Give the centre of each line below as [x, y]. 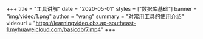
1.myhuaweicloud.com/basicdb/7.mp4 [54, 29]
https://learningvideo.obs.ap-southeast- [86, 23]
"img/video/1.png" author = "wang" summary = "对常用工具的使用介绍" [95, 16]
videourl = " [21, 23]
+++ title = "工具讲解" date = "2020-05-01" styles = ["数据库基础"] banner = [102, 9]
